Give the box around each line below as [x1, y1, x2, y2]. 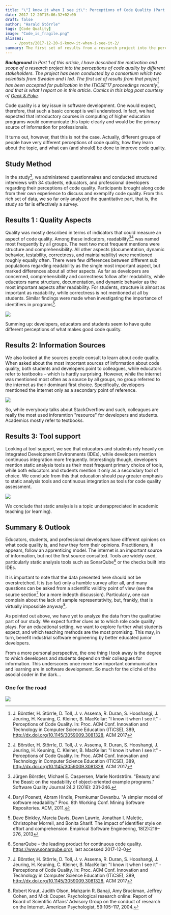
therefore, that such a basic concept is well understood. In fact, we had [5, 108, 155, 114]
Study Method [5, 159, 52, 168]
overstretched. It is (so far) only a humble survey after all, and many [5, 579, 148, 586]
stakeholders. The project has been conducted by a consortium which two [5, 70, 162, 76]
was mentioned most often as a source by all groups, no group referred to [5, 376, 160, 382]
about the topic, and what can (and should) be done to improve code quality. [5, 145, 166, 151]
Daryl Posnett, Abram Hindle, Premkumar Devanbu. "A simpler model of [12, 794, 163, 800]
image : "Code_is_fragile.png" [5, 31, 70, 36]
